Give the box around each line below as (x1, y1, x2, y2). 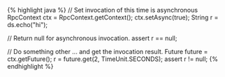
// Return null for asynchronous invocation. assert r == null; (7, 34, 177, 42)
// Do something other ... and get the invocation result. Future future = (7, 48, 208, 55)
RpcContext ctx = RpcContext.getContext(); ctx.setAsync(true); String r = (7, 13, 219, 22)
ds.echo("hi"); (7, 21, 48, 28)
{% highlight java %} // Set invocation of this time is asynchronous (7, 6, 198, 14)
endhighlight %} (7, 62, 54, 70)
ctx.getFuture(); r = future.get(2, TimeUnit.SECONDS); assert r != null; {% (7, 55, 219, 63)
